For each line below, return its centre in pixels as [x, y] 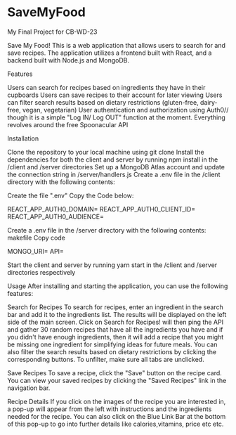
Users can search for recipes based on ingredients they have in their [106, 87]
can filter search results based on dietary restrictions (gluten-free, [103, 102]
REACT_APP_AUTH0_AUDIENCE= [55, 216]
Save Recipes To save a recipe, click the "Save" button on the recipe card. [115, 372]
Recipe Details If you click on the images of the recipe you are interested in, [117, 401]
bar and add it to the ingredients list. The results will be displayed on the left [117, 314]
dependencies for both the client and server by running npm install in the [113, 160]
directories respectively [41, 272]
